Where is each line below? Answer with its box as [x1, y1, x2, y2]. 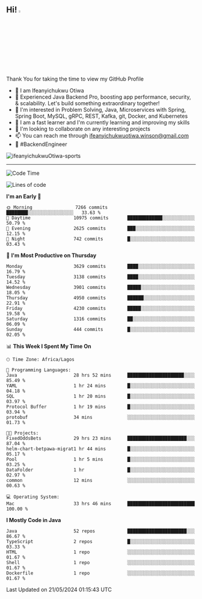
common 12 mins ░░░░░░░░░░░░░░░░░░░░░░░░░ [6, 477, 195, 483]
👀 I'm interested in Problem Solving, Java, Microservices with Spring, [14, 106, 186, 113]
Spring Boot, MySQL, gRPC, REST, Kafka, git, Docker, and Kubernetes [14, 112, 188, 120]
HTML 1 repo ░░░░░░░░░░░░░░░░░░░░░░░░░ [6, 549, 195, 555]
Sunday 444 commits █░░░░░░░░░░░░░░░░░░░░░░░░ [6, 326, 195, 332]
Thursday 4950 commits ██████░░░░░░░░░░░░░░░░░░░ [6, 294, 195, 301]
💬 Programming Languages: [6, 366, 71, 373]
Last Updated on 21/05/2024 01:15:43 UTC [6, 586, 112, 593]
